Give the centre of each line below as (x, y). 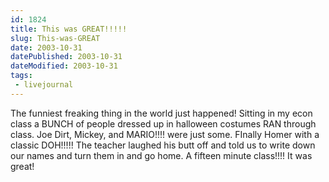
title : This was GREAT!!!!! (69, 29)
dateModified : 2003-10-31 (64, 66)
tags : (21, 76)
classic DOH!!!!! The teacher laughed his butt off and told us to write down (163, 145)
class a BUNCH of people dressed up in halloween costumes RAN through (163, 123)
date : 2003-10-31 (46, 47)
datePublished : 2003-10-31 (66, 57)
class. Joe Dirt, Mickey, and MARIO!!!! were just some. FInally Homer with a (165, 134)
